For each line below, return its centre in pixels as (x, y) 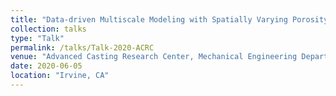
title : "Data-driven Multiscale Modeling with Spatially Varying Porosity (169, 19)
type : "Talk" (37, 38)
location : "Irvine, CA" (60, 76)
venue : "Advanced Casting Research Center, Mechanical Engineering (154, 57)
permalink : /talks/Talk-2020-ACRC (82, 47)
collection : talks (48, 29)
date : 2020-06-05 (46, 66)
